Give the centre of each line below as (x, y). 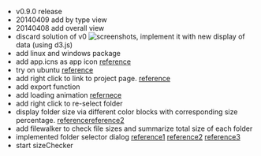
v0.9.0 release (39, 11)
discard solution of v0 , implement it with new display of (130, 36)
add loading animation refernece (69, 95)
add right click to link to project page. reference (93, 78)
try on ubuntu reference (54, 70)
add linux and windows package (68, 53)
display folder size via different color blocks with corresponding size (127, 112)
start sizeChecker (44, 145)
